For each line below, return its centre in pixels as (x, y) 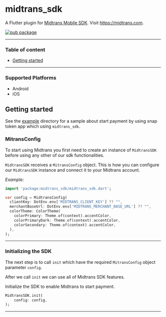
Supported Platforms (31, 78)
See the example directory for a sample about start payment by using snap (81, 121)
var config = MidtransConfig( (36, 197)
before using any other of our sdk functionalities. (55, 155)
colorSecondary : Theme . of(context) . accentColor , (65, 225)
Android (20, 88)
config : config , (31, 300)
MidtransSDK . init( (24, 295)
